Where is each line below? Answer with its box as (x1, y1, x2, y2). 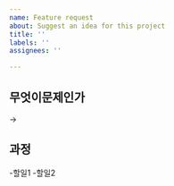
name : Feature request (9, 13, 94, 22)
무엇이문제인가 (9, 89, 86, 105)
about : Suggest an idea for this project (9, 21, 166, 30)
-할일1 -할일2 (9, 167, 56, 178)
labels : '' (9, 38, 50, 47)
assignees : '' (9, 46, 62, 55)
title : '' (9, 30, 46, 38)
